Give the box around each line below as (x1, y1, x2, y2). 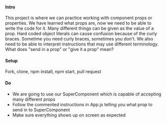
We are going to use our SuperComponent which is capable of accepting (12, 91, 162, 97)
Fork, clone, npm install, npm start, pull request (5, 69, 102, 75)
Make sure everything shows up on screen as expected (12, 112, 126, 118)
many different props (12, 96, 55, 102)
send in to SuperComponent (12, 107, 70, 113)
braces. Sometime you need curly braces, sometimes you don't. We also (5, 36, 154, 42)
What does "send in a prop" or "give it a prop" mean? (5, 46, 114, 52)
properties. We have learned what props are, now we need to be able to (5, 20, 152, 26)
